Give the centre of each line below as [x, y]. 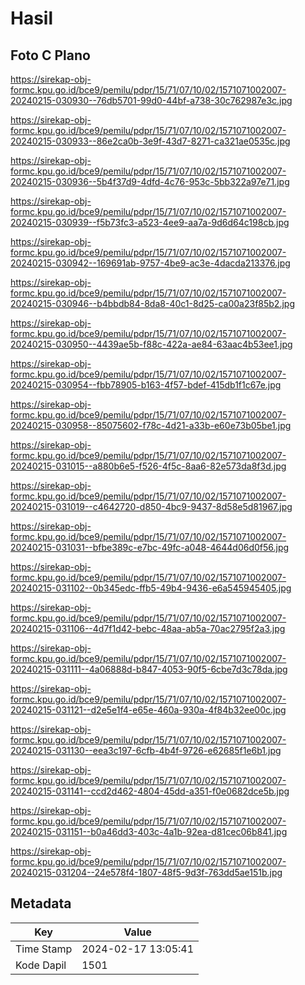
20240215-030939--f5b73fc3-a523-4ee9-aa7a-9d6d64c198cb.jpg [150, 222]
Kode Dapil [41, 965]
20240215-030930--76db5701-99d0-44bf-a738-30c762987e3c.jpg [151, 100]
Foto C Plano [50, 55]
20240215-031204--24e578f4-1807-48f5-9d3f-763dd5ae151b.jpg [146, 872]
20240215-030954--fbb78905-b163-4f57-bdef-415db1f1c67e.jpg [146, 385]
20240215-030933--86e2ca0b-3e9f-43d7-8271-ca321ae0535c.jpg [150, 141]
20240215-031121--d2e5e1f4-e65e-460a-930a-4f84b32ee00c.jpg [148, 710]
